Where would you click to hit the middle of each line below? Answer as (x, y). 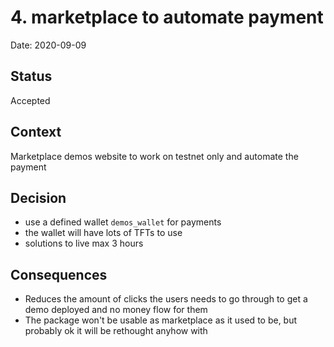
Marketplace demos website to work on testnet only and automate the (154, 156)
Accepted (30, 100)
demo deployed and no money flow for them (116, 310)
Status (31, 76)
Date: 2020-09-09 (48, 45)
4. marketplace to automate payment (167, 17)
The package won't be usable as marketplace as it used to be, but (161, 320)
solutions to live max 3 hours (84, 243)
